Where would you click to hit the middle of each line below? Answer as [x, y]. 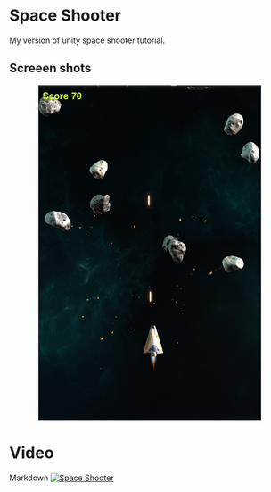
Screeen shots [50, 68]
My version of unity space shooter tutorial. [87, 40]
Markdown [29, 478]
